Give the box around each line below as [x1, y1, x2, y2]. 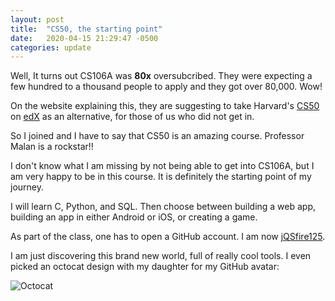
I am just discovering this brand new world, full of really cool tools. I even [10, 250, 312, 262]
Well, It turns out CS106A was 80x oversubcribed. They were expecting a [10, 70, 313, 82]
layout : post [10, 14, 65, 25]
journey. [10, 181, 44, 193]
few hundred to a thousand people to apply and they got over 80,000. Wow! [10, 81, 323, 93]
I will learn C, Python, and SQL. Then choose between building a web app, [10, 201, 317, 213]
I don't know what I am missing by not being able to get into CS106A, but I [10, 160, 315, 172]
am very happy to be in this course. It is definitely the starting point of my [10, 171, 312, 183]
